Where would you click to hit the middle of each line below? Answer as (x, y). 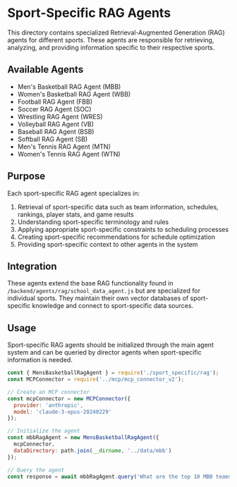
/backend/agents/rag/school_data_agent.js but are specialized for (104, 291)
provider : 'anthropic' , (48, 405)
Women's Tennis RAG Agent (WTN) (69, 154)
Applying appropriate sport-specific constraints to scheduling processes (123, 229)
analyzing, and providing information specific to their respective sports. (111, 47)
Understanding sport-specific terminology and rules (93, 222)
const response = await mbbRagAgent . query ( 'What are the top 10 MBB (110, 476)
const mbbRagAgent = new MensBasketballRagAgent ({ (83, 438)
